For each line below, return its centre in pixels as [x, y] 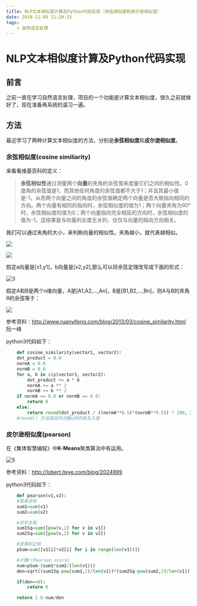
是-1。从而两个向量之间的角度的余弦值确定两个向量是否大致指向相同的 [105, 198]
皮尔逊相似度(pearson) [39, 434]
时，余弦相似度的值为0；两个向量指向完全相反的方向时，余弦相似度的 [104, 213]
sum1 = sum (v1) [33, 506]
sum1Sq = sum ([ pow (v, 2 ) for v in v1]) [62, 528]
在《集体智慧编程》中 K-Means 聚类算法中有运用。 [66, 448]
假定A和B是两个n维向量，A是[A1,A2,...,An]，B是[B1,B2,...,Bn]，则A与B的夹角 [98, 291]
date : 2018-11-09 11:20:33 [39, 17]
